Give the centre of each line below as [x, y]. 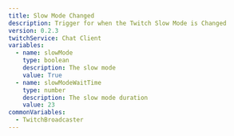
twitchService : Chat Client [55, 38]
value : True [42, 75]
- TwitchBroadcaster [50, 120]
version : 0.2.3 [34, 30]
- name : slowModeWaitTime [59, 82]
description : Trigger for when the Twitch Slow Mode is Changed [117, 23]
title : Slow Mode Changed [51, 16]
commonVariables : [37, 113]
